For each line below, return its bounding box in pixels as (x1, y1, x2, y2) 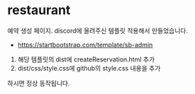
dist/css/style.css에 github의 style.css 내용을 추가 (17, 64, 161, 72)
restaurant (7, 2, 71, 18)
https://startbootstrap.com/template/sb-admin (17, 40, 153, 49)
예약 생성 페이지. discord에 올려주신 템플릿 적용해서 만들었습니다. (7, 26, 188, 35)
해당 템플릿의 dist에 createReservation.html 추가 (17, 55, 155, 64)
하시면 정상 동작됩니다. (7, 78, 70, 87)
